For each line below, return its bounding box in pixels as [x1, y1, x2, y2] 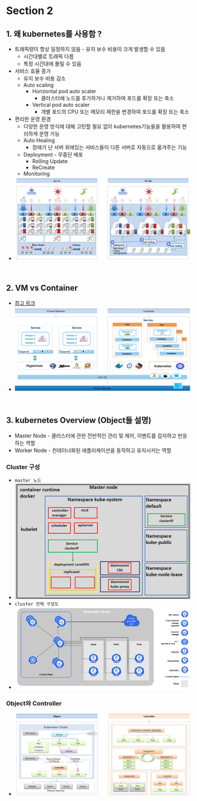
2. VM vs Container [6, 283, 78, 293]
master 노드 [14, 478, 42, 484]
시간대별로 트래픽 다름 [23, 53, 74, 60]
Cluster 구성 [6, 463, 40, 471]
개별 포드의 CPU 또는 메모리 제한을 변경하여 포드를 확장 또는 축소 [40, 108, 189, 115]
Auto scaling [23, 82, 54, 89]
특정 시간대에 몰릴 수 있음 [23, 60, 82, 67]
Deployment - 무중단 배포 [23, 151, 83, 158]
